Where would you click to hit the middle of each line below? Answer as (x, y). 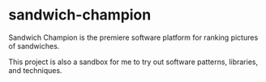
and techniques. (35, 70)
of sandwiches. (34, 45)
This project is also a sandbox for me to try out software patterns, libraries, (133, 62)
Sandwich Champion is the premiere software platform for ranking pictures (133, 37)
